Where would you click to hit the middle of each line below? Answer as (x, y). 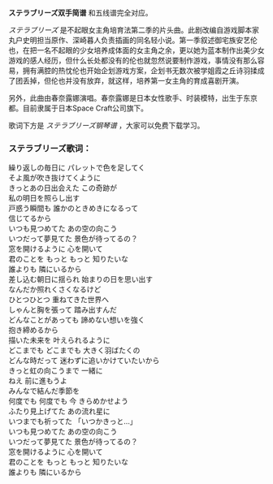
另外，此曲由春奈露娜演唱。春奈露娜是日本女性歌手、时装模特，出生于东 (129, 98)
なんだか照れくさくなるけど (55, 290)
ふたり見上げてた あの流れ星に (59, 411)
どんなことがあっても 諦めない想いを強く (77, 320)
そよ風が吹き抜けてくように (55, 178)
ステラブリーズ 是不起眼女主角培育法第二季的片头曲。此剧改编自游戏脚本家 (134, 30)
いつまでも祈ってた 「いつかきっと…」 (73, 421)
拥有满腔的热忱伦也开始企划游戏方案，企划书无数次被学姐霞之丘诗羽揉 (140, 71)
